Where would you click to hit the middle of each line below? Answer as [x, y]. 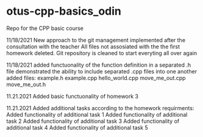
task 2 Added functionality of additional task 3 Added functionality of [93, 121]
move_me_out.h [26, 84]
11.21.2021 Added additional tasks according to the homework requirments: [100, 108]
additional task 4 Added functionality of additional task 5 [77, 127]
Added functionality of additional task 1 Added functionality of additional [97, 114]
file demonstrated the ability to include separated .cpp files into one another [101, 71]
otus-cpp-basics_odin [64, 11]
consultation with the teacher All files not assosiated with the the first [93, 46]
